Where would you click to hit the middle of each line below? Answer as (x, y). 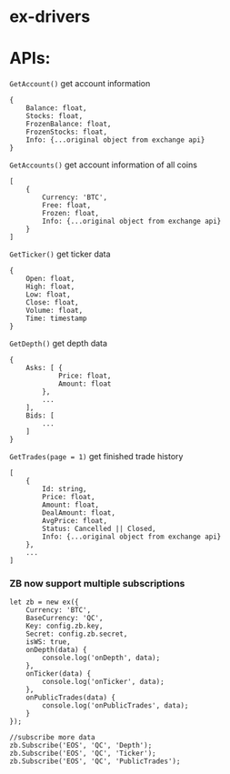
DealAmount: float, (79, 513)
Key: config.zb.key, (65, 626)
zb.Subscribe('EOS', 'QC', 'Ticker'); (83, 754)
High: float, (50, 287)
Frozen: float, (71, 214)
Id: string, (65, 489)
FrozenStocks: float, (66, 132)
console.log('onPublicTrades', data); (115, 706)
